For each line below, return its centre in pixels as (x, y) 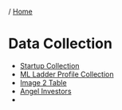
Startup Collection (49, 65)
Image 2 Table (43, 82)
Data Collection (61, 44)
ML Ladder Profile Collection (67, 74)
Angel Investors (45, 91)
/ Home (21, 12)
